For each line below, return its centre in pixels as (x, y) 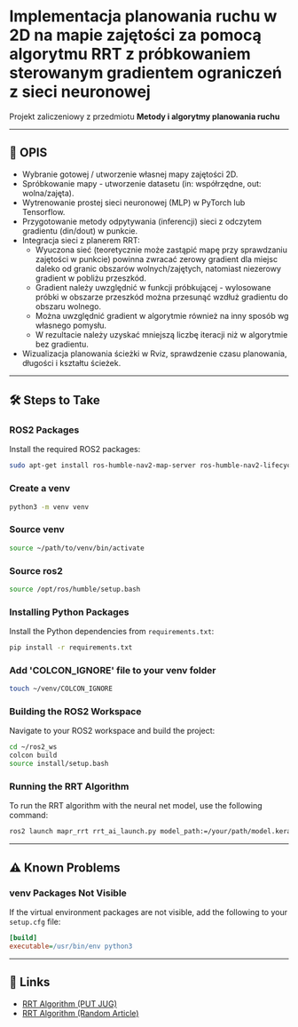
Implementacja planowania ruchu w (143, 16)
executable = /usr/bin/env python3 (71, 946)
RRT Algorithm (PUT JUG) (70, 1003)
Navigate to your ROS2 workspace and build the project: (112, 731)
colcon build (33, 756)
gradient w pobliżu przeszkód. (90, 278)
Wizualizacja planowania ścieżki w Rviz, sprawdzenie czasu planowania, (154, 354)
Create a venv (40, 489)
